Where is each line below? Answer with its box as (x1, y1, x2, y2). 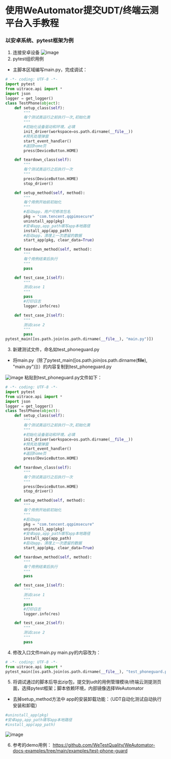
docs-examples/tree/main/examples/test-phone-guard (12, 748, 128, 754)
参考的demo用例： (12, 742, 52, 748)
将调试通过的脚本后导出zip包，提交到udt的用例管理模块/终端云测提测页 (12, 679, 162, 685)
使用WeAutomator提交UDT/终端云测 (5, 5, 159, 16)
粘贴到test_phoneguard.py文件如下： (24, 375, 102, 381)
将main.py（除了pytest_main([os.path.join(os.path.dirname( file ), (12, 357, 148, 363)
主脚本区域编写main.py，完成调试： (12, 67, 88, 73)
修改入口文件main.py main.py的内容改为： (12, 649, 101, 655)
